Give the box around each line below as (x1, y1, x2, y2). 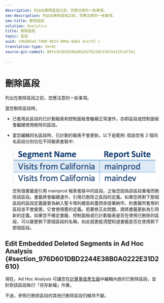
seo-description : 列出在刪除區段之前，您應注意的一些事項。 (5, 13, 116, 18)
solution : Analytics (5, 24, 48, 28)
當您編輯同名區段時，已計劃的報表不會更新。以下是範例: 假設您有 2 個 (12, 133, 154, 138)
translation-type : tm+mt (5, 44, 56, 49)
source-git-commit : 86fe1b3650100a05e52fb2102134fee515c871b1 (5, 49, 135, 54)
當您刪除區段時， (5, 106, 40, 111)
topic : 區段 (5, 34, 28, 39)
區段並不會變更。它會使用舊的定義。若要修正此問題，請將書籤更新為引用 (12, 206, 159, 212)
